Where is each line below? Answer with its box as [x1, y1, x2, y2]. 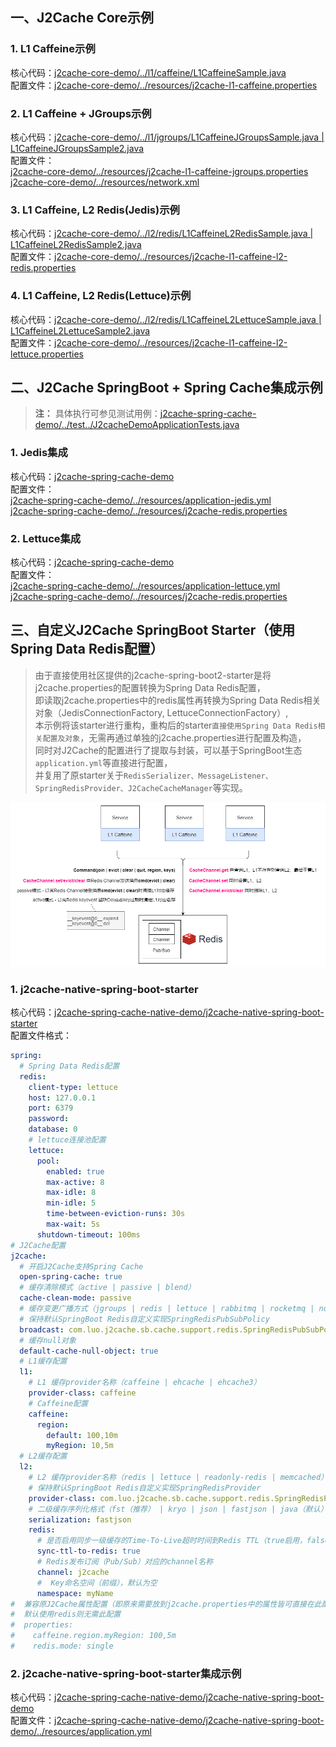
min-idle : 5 [46, 1198, 97, 1208]
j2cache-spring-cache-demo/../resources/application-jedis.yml [10, 494, 272, 506]
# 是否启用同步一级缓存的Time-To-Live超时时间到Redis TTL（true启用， [36, 1536, 308, 1546]
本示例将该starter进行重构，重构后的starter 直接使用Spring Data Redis [34, 719, 318, 731]
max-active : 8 [46, 1177, 105, 1187]
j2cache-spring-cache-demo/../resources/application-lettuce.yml [10, 579, 281, 592]
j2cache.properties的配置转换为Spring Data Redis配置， [34, 681, 266, 693]
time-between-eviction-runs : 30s [46, 1209, 186, 1219]
